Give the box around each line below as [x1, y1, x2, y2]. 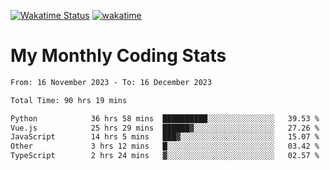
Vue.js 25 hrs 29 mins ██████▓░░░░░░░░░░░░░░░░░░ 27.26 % [10, 123, 320, 133]
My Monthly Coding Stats [10, 45, 227, 67]
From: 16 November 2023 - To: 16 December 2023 [10, 77, 213, 87]
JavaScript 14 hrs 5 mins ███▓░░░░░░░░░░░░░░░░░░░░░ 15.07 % [10, 132, 320, 142]
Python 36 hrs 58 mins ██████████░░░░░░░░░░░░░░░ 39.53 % [10, 113, 320, 124]
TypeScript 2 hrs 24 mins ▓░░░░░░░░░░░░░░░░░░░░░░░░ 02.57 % [10, 151, 320, 161]
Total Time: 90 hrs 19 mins [10, 95, 128, 105]
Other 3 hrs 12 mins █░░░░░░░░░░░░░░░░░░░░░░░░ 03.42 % [10, 141, 320, 152]
